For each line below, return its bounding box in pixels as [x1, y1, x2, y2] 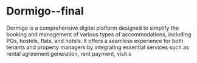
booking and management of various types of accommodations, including [6, 30, 192, 38]
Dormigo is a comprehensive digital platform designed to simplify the [6, 24, 179, 31]
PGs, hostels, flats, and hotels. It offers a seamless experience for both [6, 37, 184, 44]
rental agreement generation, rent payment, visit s [6, 50, 132, 57]
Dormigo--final [6, 4, 84, 18]
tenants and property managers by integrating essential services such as [6, 44, 190, 51]
